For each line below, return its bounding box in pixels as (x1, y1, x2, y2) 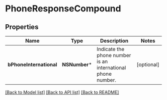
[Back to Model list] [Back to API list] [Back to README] (5, 90, 119, 95)
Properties (5, 23, 39, 31)
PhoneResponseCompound (5, 3, 121, 14)
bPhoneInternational (7, 61, 57, 68)
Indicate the (96, 46, 125, 52)
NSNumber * (62, 61, 92, 68)
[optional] (136, 61, 160, 68)
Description (100, 38, 129, 44)
